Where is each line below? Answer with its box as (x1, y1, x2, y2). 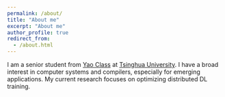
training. (7, 83, 31, 90)
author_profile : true (7, 29, 69, 36)
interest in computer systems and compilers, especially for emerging (7, 68, 200, 76)
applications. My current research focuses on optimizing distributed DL (7, 75, 208, 83)
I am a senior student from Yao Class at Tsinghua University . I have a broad (7, 61, 219, 68)
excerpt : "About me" (7, 23, 66, 29)
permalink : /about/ (7, 10, 63, 17)
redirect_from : (7, 36, 51, 42)
